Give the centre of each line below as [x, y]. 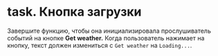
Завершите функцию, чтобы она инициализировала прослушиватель [109, 31]
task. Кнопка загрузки [74, 12]
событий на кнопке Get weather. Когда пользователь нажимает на [106, 38]
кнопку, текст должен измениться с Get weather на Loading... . [100, 45]
